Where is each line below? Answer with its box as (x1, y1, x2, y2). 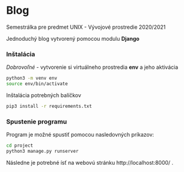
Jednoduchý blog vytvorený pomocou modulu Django (6, 35, 140, 42)
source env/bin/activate (6, 81, 68, 87)
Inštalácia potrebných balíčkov (6, 91, 82, 99)
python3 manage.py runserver (6, 148, 79, 155)
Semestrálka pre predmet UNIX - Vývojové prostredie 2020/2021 (6, 23, 166, 31)
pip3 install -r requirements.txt (6, 103, 93, 109)
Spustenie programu (6, 117, 68, 126)
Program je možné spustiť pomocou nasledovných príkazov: (6, 131, 154, 138)
